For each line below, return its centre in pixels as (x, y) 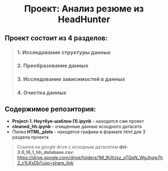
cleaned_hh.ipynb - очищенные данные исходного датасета (77, 127)
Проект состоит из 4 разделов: (56, 38)
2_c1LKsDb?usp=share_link (45, 163)
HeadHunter (84, 19)
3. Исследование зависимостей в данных (71, 79)
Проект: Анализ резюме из (84, 9)
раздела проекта (30, 137)
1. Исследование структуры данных (64, 52)
